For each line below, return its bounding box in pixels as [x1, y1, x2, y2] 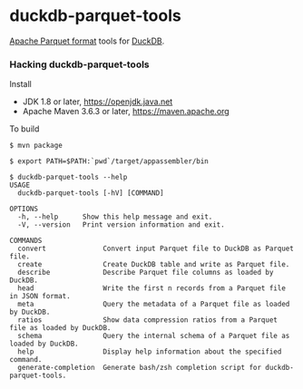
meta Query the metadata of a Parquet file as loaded [17, 300, 290, 309]
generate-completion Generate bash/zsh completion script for [17, 364, 261, 373]
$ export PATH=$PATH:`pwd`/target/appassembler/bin [9, 157, 209, 166]
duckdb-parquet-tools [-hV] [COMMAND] [17, 189, 165, 198]
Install [9, 79, 32, 90]
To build [9, 123, 40, 134]
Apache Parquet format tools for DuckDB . [9, 35, 165, 46]
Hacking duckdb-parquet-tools [9, 58, 150, 71]
